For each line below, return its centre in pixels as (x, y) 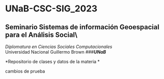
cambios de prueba (25, 71)
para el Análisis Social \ (41, 35)
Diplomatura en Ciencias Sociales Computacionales (59, 47)
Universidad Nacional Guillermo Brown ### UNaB (56, 52)
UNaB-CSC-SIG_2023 (51, 9)
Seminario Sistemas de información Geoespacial (82, 27)
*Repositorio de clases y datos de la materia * (53, 62)
